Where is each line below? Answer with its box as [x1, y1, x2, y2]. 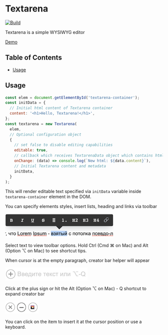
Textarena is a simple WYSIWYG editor [5, 29, 85, 35]
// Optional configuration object [9, 132, 81, 137]
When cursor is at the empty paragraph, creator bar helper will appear [5, 257, 150, 263]
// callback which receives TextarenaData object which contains [14, 153, 153, 158]
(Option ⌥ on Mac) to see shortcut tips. [5, 248, 87, 254]
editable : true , [14, 148, 48, 153]
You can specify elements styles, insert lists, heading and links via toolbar [5, 203, 157, 209]
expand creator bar [5, 291, 45, 297]
